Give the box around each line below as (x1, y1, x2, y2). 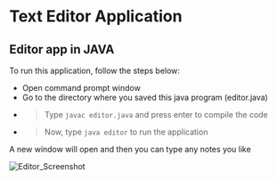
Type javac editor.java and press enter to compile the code (44, 110, 269, 119)
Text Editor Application (9, 6, 183, 27)
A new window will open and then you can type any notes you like (9, 144, 251, 154)
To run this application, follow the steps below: (9, 65, 181, 76)
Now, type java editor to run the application (44, 127, 208, 137)
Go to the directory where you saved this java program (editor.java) (21, 92, 269, 102)
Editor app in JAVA (9, 42, 115, 57)
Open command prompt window (21, 83, 141, 93)
